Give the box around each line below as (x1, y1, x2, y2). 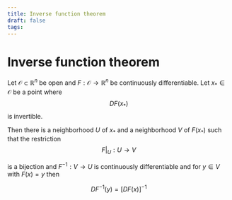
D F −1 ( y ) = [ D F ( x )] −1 (91, 183, 147, 193)
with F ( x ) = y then (7, 170, 60, 178)
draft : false (7, 17, 46, 24)
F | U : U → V (101, 146, 137, 156)
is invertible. (7, 112, 43, 120)
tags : (7, 23, 23, 30)
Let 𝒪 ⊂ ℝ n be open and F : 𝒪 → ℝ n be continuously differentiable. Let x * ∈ (7, 77, 225, 88)
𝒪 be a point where (7, 88, 62, 96)
